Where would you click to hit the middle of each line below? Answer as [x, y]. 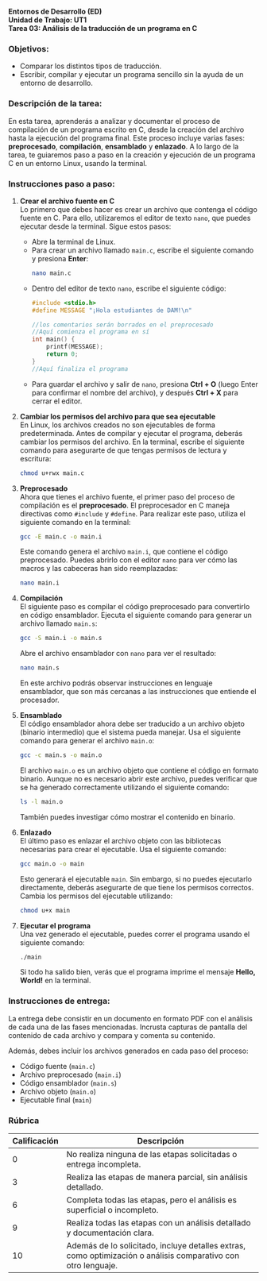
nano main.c [51, 273]
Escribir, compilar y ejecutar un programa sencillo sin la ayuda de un [132, 75]
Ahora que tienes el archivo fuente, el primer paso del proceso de [127, 496]
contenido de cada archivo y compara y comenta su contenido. [112, 1035]
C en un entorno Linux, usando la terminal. [78, 163]
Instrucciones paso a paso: [62, 183]
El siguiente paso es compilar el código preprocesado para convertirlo [135, 607]
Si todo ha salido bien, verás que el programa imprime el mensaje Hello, [137, 972]
